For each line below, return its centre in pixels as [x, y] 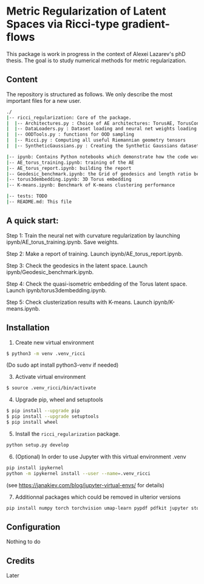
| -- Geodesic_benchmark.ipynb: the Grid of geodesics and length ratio [99, 174]
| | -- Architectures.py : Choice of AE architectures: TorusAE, [90, 123]
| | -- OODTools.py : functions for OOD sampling [70, 135]
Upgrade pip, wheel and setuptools [59, 399]
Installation [28, 328]
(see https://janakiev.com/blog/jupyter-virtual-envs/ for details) [86, 485]
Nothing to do [23, 542]
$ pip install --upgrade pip [43, 411]
